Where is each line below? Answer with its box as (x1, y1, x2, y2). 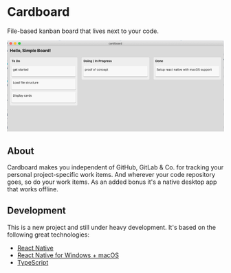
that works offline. (7, 185, 58, 193)
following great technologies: (7, 230, 89, 239)
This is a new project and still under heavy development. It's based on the (7, 223, 217, 231)
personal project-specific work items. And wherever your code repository (7, 171, 215, 179)
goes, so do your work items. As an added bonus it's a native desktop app (7, 178, 217, 186)
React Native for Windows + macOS (16, 251, 119, 259)
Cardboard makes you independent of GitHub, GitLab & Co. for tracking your (7, 163, 224, 171)
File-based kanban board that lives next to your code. (7, 27, 159, 35)
